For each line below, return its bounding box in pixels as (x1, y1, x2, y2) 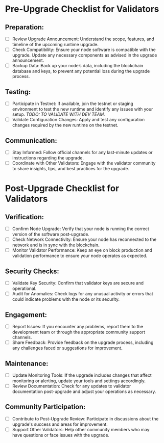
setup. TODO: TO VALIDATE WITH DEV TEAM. (12, 111, 105, 117)
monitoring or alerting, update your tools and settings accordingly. (12, 378, 146, 384)
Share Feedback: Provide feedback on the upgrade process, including (12, 339, 154, 345)
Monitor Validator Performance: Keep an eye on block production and (12, 247, 153, 253)
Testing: (5, 87, 31, 96)
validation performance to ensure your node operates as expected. (12, 253, 148, 259)
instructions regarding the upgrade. (12, 155, 84, 160)
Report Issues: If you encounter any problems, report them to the (12, 324, 143, 329)
